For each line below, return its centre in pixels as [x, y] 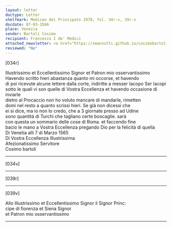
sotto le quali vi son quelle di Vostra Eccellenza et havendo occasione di [81, 89]
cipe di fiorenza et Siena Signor [38, 209]
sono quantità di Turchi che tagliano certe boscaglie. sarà [66, 116]
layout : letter [21, 10]
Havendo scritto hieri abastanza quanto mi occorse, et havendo [72, 78]
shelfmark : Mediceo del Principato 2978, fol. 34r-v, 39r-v [71, 19]
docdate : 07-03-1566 [27, 24]
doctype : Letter [23, 15]
